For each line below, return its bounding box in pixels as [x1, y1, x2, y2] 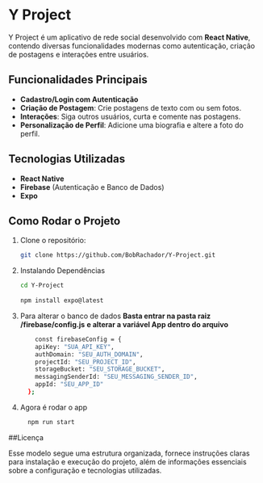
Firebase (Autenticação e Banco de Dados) [19, 182, 165, 191]
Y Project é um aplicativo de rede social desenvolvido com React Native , [8, 32, 251, 42]
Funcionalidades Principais [8, 73, 148, 86]
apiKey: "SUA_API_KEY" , [35, 342, 115, 351]
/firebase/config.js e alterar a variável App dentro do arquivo [19, 319, 228, 329]
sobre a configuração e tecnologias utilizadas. [8, 465, 162, 475]
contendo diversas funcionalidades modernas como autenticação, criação [8, 40, 256, 50]
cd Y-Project [19, 281, 65, 290]
